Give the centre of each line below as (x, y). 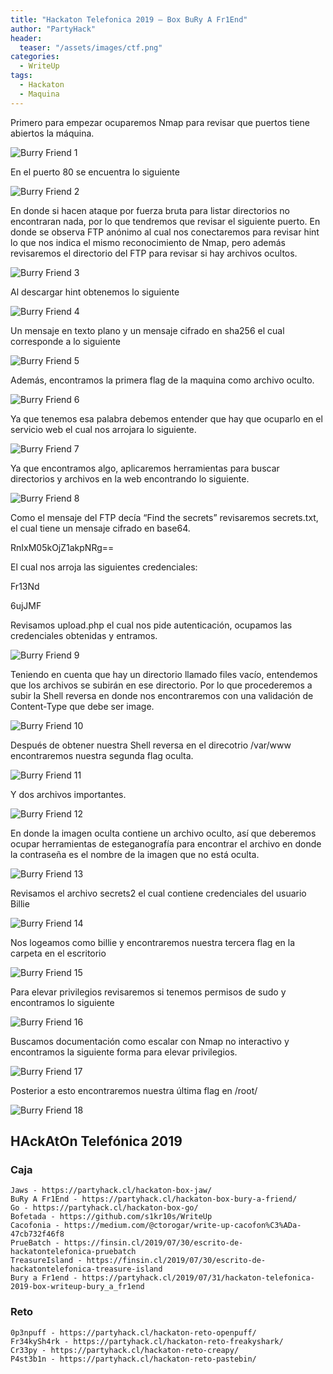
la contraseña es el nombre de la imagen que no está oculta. (135, 854)
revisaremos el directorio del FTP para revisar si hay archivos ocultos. (154, 253)
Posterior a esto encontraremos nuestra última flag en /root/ (134, 1090)
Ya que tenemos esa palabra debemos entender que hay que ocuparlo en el (166, 418)
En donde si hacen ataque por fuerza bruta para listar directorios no (150, 210)
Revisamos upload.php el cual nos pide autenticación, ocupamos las (151, 625)
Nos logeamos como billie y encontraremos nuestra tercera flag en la (153, 942)
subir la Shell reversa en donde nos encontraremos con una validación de (162, 695)
